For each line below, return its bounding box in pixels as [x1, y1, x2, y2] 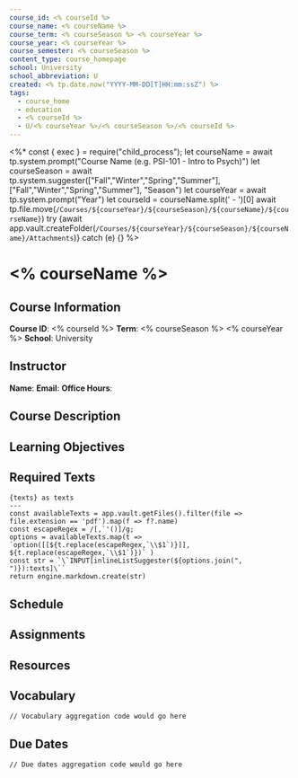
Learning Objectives [9, 439, 126, 455]
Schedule [9, 597, 65, 612]
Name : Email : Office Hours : [9, 383, 113, 393]
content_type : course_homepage [9, 55, 127, 64]
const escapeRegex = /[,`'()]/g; [9, 525, 135, 535]
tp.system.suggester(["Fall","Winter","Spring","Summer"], [9, 175, 222, 185]
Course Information [9, 299, 121, 314]
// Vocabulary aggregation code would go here [9, 712, 187, 721]
